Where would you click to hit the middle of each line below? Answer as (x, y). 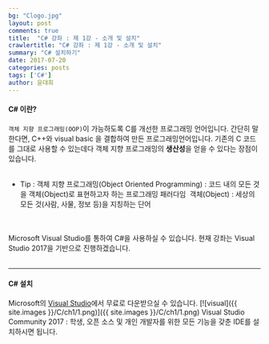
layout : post (30, 23)
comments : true (34, 30)
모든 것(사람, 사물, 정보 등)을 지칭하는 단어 (85, 204)
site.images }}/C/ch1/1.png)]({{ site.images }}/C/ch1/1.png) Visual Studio (127, 312)
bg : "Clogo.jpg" (35, 16)
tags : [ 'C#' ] (30, 75)
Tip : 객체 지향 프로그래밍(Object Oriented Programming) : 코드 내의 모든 (136, 184)
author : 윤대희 (31, 82)
